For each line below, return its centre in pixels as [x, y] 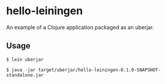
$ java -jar [21, 70]
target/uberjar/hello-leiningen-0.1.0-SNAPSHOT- [99, 70]
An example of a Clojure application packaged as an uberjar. [80, 27]
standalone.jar [25, 75]
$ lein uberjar [25, 59]
